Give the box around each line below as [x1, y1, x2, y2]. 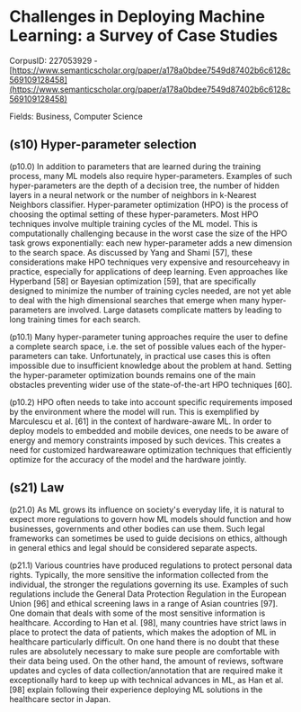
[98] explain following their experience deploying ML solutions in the [9, 684, 263, 695]
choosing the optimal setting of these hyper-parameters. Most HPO [9, 209, 259, 220]
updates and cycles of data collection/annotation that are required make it [9, 664, 283, 676]
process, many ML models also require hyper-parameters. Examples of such [9, 170, 293, 181]
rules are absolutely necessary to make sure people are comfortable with [9, 645, 280, 656]
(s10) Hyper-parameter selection [9, 137, 198, 152]
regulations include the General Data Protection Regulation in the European [9, 588, 288, 599]
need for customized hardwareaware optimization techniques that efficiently [9, 444, 292, 455]
